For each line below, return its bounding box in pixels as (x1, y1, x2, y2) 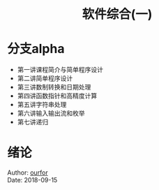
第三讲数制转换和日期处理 (17, 83, 91, 92)
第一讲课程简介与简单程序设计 (17, 66, 103, 74)
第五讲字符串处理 (17, 101, 67, 109)
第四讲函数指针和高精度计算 (17, 92, 98, 100)
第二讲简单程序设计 (17, 74, 73, 82)
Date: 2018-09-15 (7, 176, 58, 184)
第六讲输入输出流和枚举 (17, 109, 85, 117)
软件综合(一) (82, 6, 153, 22)
